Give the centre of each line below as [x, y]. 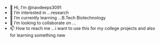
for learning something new [37, 35]
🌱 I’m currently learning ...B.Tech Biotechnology [58, 18]
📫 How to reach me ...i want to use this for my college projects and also [82, 28]
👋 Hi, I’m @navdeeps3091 [35, 7]
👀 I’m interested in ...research [39, 13]
